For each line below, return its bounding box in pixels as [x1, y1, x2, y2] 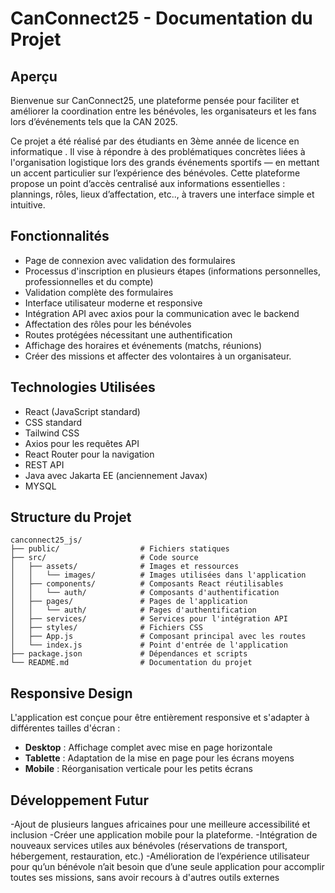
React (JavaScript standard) [24, 405, 141, 417]
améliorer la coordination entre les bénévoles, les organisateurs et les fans [10, 105, 317, 117]
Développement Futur [10, 792, 149, 809]
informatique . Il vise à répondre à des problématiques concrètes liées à [10, 146, 306, 157]
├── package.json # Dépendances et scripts [10, 649, 248, 659]
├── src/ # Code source [10, 553, 199, 563]
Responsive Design [10, 685, 133, 702]
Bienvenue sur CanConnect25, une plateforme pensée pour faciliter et [10, 95, 300, 106]
